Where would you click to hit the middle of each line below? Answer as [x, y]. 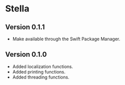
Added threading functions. [41, 77]
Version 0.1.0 [26, 54]
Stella [17, 9]
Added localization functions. [43, 66]
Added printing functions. [39, 72]
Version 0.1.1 [25, 27]
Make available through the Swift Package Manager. [66, 39]
